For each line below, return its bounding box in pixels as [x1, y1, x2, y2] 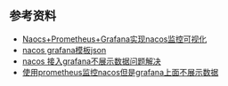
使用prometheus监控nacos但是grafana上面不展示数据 [21, 66, 219, 77]
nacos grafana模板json [21, 44, 107, 55]
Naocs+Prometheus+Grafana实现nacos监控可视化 [21, 34, 208, 44]
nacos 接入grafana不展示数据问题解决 [21, 56, 162, 66]
